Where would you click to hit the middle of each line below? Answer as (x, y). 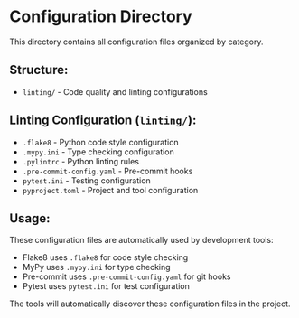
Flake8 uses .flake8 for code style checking (105, 257)
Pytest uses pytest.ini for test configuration (106, 286)
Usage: (30, 218)
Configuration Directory (101, 17)
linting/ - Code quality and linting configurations (115, 91)
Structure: (39, 70)
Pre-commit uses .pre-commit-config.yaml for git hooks (126, 276)
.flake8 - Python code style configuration (100, 142)
